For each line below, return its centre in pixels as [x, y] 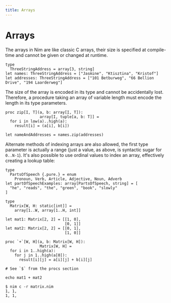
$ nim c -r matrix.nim [29, 287]
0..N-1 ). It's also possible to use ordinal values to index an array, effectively [85, 155]
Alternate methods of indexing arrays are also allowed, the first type [77, 144]
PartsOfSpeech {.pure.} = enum [43, 174]
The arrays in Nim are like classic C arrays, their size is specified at [76, 50]
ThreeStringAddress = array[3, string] [52, 69]
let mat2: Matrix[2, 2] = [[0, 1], [43, 228]
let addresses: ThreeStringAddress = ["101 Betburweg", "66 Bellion [80, 78]
